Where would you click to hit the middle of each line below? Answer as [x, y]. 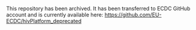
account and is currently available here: [55, 15]
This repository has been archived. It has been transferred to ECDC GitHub [98, 9]
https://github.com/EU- [133, 15]
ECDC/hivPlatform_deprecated [44, 21]
